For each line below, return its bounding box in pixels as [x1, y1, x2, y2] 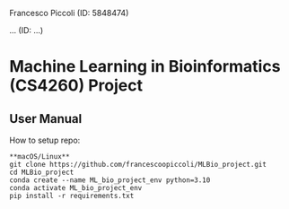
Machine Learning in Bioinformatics [9, 57, 281, 77]
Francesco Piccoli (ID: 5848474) [9, 8, 129, 18]
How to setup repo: [9, 135, 81, 145]
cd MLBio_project [9, 168, 74, 177]
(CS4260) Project [9, 75, 144, 96]
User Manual [9, 111, 83, 126]
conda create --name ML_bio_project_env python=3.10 [9, 176, 211, 185]
